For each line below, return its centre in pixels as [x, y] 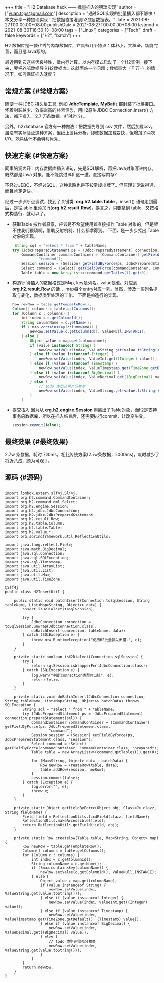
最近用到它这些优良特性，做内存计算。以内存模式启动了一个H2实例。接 [77, 62]
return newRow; [38, 967]
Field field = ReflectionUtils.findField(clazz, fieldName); [86, 817]
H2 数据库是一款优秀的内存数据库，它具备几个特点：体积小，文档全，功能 [79, 45]
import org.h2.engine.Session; [37, 506]
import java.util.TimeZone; [34, 579]
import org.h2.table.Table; [34, 528]
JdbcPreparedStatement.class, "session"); [49, 739]
